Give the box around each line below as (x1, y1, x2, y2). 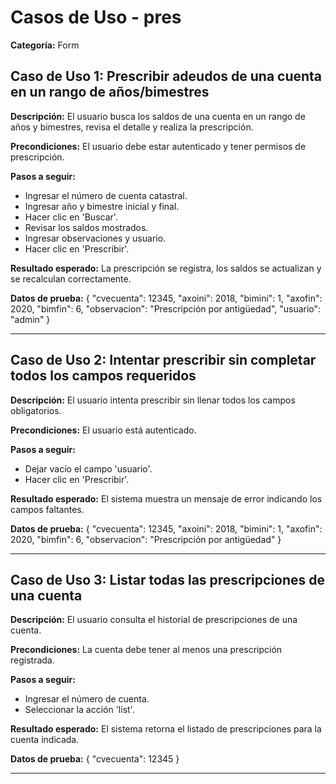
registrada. (10, 654, 55, 666)
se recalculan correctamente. (10, 272, 132, 285)
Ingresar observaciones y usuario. (24, 232, 167, 244)
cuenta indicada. (10, 734, 80, 746)
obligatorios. (10, 404, 62, 416)
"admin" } (10, 313, 51, 325)
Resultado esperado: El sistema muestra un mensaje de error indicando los (10, 492, 323, 505)
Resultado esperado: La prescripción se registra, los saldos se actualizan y (10, 262, 322, 274)
